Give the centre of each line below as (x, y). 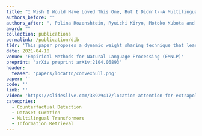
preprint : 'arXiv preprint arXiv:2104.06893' (64, 62)
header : (16, 68)
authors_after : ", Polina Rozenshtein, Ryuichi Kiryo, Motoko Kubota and (101, 23)
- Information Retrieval (43, 124)
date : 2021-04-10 (28, 51)
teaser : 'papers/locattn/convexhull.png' (64, 73)
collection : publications (38, 34)
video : (14, 96)
